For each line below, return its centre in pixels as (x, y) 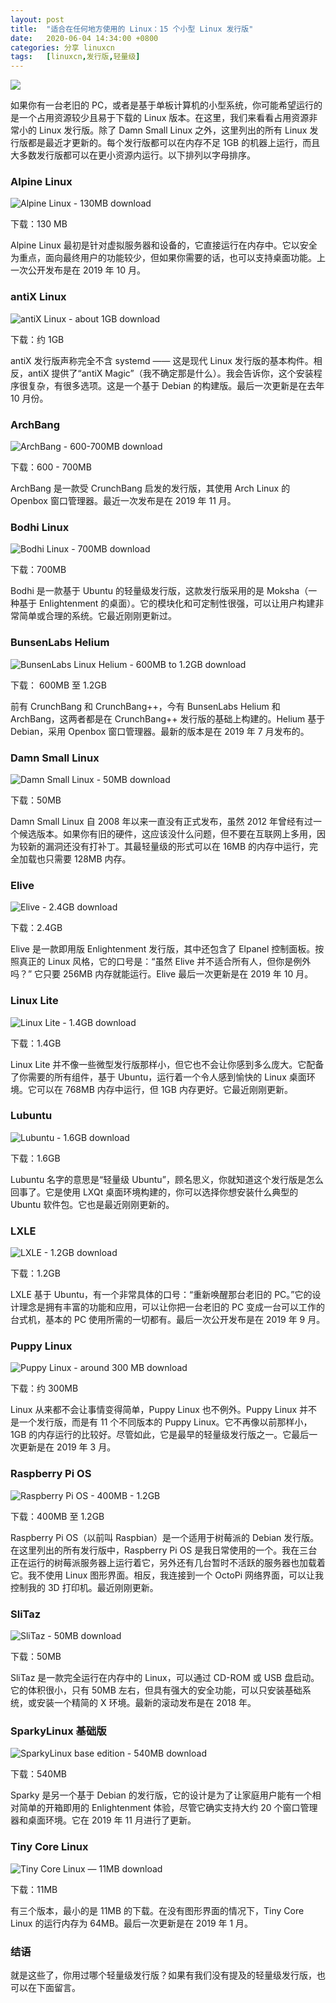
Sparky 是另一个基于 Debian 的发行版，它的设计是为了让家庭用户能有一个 (161, 1795)
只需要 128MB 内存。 (88, 858)
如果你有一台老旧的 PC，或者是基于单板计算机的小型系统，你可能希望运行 (162, 105)
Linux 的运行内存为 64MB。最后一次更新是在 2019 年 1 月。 (132, 1923)
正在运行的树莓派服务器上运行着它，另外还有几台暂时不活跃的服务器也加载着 (168, 1562)
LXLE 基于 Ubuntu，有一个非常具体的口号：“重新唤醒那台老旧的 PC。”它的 (161, 1295)
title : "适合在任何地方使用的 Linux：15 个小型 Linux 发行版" (132, 29)
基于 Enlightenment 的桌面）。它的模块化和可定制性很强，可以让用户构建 (167, 603)
